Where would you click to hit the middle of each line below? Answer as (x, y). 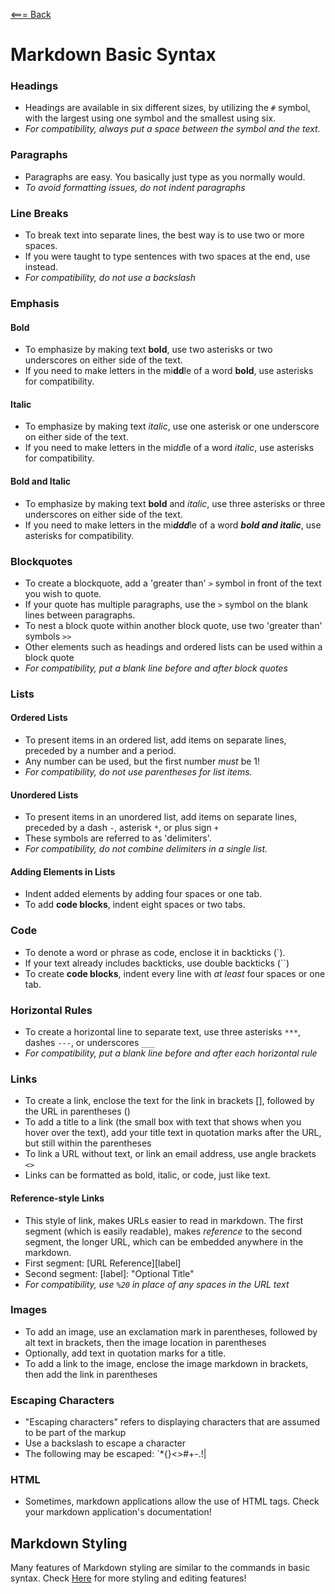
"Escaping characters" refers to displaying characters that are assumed (172, 1422)
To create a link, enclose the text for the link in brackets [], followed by (169, 1101)
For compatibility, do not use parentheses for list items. (138, 772)
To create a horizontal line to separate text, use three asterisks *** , (163, 1032)
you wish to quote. (63, 593)
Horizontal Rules (51, 1010)
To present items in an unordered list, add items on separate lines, (161, 817)
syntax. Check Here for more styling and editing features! (128, 1578)
